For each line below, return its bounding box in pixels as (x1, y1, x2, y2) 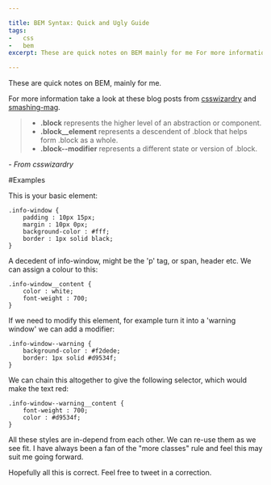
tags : (8, 26, 27, 35)
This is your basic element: (8, 191, 98, 200)
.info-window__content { (8, 280, 92, 289)
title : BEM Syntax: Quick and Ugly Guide (8, 19, 150, 27)
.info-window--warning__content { (8, 399, 125, 408)
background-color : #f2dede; (23, 347, 121, 356)
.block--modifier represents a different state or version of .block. (40, 144, 258, 154)
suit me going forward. (8, 452, 84, 462)
